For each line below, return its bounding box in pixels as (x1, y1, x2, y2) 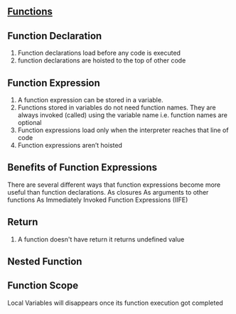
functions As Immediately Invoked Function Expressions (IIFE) (7, 195, 188, 204)
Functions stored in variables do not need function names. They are (17, 103, 216, 112)
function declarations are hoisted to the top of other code (17, 56, 186, 65)
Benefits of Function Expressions (7, 161, 158, 173)
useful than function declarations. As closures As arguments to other (7, 188, 209, 196)
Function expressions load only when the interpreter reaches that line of (17, 126, 229, 134)
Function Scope (7, 280, 79, 292)
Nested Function (7, 256, 82, 268)
